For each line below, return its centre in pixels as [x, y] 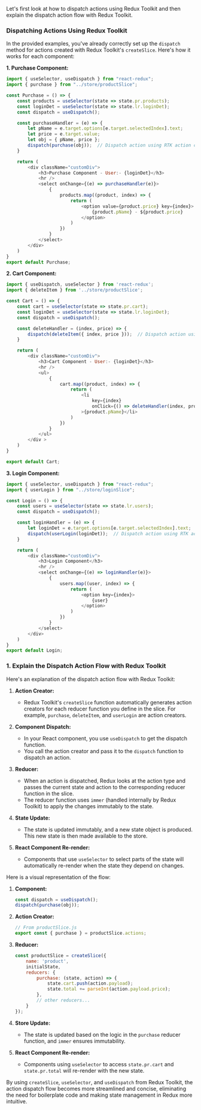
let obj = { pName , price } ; [64, 140]
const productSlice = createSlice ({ [60, 956]
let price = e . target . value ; [64, 134]
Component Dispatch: [43, 727]
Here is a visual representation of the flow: [58, 877]
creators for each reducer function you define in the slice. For [100, 709]
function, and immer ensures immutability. [74, 1041]
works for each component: [40, 56]
